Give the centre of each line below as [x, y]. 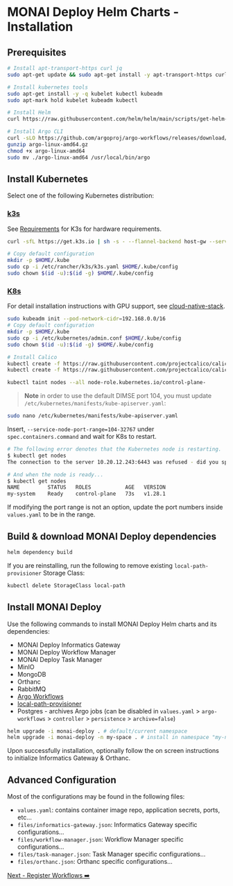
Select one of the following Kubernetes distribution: [81, 196]
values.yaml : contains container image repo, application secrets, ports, [119, 810]
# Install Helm [29, 113]
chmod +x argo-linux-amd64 [46, 151]
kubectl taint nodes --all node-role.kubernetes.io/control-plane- [107, 383]
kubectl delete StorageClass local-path [67, 585]
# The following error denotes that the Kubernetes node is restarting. [114, 449]
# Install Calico [32, 357]
